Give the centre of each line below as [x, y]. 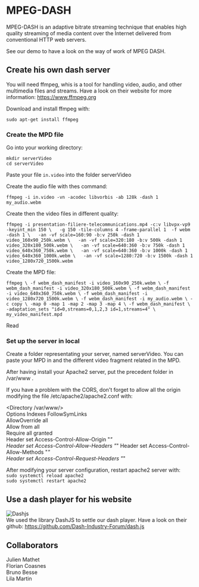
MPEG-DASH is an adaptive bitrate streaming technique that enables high [96, 27]
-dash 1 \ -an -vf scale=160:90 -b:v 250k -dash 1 [73, 235]
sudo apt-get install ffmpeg [42, 119]
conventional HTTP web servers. [46, 39]
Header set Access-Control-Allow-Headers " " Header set [77, 446]
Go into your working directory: [45, 147]
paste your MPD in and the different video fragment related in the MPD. [94, 360]
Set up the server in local [43, 341]
